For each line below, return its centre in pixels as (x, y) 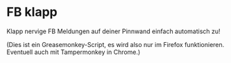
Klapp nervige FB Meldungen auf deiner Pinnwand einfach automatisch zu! (113, 31)
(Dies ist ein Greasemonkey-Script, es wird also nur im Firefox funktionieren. (115, 44)
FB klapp (32, 12)
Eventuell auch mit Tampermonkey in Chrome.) (74, 52)
